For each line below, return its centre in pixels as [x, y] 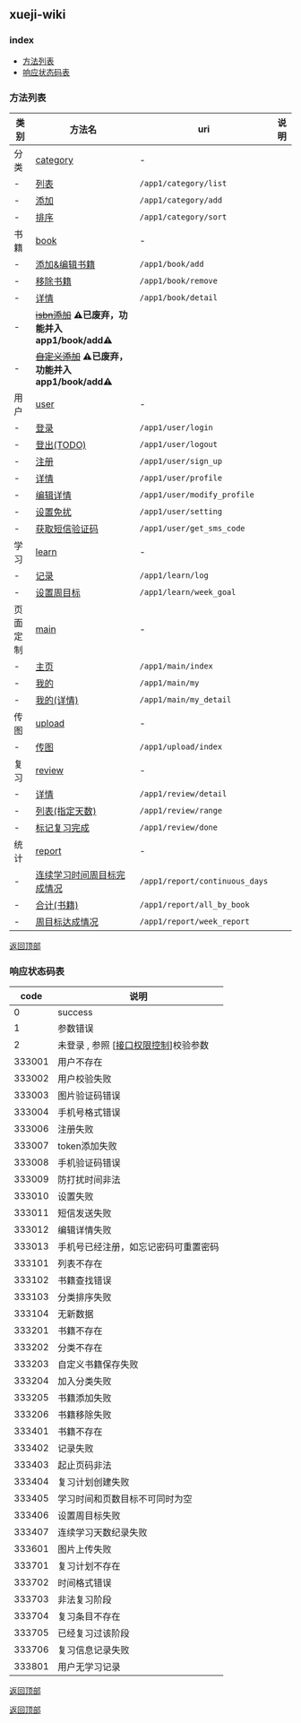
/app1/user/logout [178, 444]
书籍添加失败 [85, 1399]
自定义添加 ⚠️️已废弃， [82, 356]
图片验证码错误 [89, 1096]
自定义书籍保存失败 [98, 1365]
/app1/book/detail [178, 297]
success [75, 1012]
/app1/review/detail [183, 793]
